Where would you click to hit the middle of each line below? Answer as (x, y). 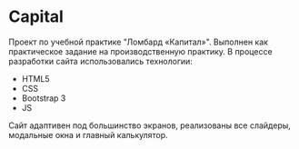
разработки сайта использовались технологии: (100, 61)
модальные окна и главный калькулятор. (89, 134)
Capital (36, 17)
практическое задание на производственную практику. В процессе (141, 51)
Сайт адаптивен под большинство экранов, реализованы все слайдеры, (150, 125)
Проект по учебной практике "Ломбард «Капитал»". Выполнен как (139, 42)
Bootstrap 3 (44, 98)
